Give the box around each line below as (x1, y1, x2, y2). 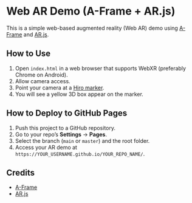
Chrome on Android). (15, 71, 68, 78)
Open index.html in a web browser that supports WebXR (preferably (15, 64, 187, 72)
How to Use (6, 49, 51, 59)
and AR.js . (23, 30, 49, 38)
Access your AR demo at (15, 143, 78, 151)
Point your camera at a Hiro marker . (15, 84, 105, 91)
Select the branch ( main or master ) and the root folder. (15, 137, 150, 144)
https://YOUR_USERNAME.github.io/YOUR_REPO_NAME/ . (15, 150, 145, 157)
